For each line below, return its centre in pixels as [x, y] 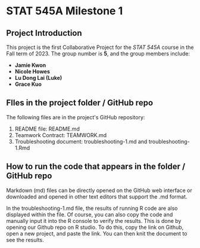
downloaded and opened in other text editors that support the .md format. [97, 196]
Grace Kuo [28, 84]
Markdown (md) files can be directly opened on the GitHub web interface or [99, 190]
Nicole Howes [32, 72]
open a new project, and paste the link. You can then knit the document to [97, 233]
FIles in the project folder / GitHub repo [80, 103]
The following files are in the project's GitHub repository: [76, 117]
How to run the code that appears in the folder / [96, 167]
